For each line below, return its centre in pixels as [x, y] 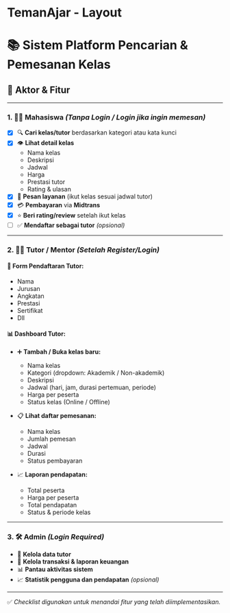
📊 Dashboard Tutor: [37, 334]
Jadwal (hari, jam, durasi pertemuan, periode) [91, 387]
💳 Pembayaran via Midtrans [59, 205]
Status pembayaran [55, 461]
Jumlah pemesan [52, 439]
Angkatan [30, 296]
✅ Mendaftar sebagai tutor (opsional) [71, 225]
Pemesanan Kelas [59, 65]
